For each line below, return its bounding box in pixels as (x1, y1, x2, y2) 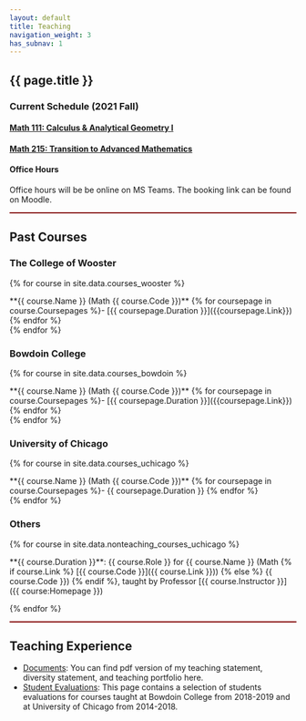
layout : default (9, 13, 71, 23)
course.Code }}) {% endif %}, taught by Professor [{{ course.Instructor (9, 575, 276, 586)
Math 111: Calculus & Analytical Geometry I (9, 122, 174, 133)
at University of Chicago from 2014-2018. (22, 701, 178, 712)
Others (9, 518, 41, 530)
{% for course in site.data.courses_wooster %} (9, 277, 185, 288)
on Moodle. (9, 193, 53, 205)
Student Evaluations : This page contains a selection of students (22, 682, 262, 693)
